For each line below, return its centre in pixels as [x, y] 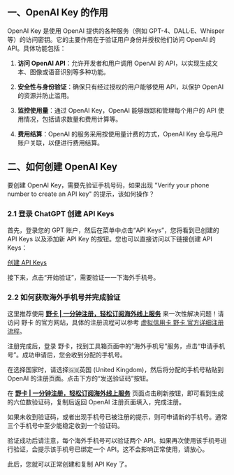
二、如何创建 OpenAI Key [62, 167]
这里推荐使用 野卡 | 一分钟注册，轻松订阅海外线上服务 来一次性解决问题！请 [116, 314]
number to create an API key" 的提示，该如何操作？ [81, 194]
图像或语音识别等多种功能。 [70, 71]
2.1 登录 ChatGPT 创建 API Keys [61, 213]
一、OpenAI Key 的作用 [58, 13]
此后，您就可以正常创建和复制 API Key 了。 [69, 465]
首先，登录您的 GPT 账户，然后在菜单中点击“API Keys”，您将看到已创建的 [113, 230]
